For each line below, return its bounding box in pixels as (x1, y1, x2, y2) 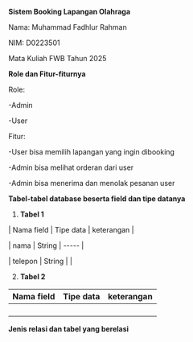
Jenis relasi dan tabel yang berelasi (8, 324, 129, 333)
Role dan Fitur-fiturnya (8, 69, 86, 79)
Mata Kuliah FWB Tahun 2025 (8, 54, 107, 63)
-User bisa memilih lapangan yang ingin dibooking (8, 147, 175, 156)
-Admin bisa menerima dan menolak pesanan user (8, 179, 175, 187)
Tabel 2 (19, 272, 46, 281)
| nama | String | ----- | (8, 241, 84, 250)
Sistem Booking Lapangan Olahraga (8, 7, 131, 16)
